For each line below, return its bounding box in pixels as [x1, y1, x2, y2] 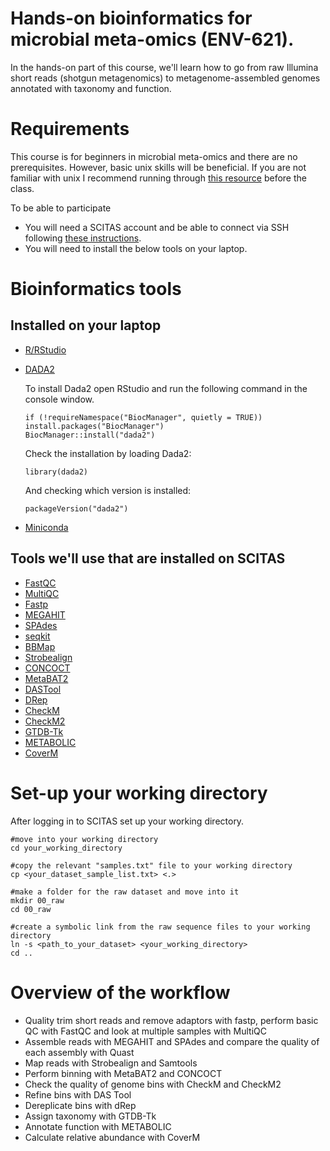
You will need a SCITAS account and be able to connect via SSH [24, 221, 290, 233]
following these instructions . [24, 232, 142, 244]
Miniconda [24, 521, 69, 533]
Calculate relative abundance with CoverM [24, 1131, 201, 1143]
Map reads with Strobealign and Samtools [24, 1057, 198, 1069]
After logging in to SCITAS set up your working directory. [10, 815, 245, 827]
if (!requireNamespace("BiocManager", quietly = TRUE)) [24, 412, 263, 422]
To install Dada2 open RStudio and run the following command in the [24, 382, 308, 394]
